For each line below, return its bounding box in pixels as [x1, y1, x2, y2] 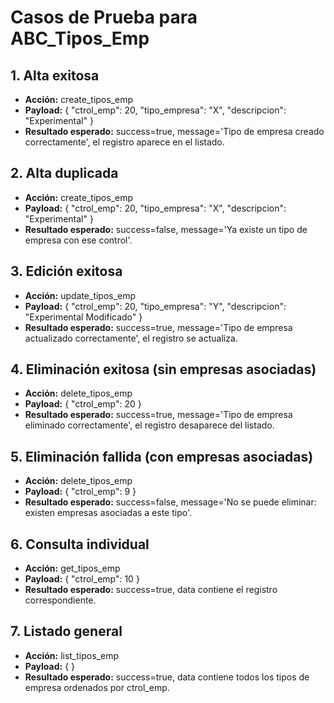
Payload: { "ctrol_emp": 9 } [24, 486, 137, 498]
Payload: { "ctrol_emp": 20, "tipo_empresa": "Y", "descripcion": [24, 300, 287, 312]
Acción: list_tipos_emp [24, 649, 119, 661]
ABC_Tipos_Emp [10, 27, 150, 50]
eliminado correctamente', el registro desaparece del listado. [24, 419, 275, 431]
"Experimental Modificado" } [24, 311, 143, 323]
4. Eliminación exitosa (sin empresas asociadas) [10, 361, 317, 378]
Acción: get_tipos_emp [24, 562, 121, 575]
